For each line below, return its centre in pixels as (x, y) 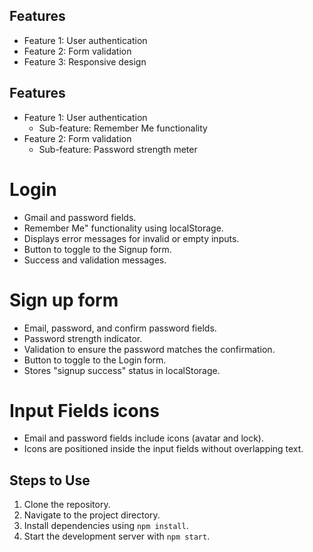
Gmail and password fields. (80, 217)
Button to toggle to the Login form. (95, 360)
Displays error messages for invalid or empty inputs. (131, 238)
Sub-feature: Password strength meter (118, 149)
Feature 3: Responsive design (85, 61)
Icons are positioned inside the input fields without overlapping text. (163, 449)
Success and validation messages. (95, 260)
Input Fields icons (84, 410)
